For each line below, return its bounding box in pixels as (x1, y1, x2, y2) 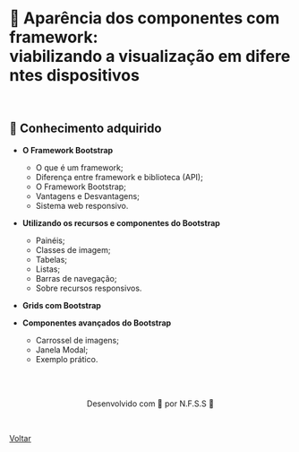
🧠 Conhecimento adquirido (9, 121, 162, 136)
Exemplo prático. (35, 353, 98, 364)
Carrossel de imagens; (35, 335, 119, 345)
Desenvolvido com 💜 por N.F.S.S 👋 (86, 398, 215, 409)
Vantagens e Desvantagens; (35, 190, 141, 201)
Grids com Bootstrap (21, 300, 101, 310)
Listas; (35, 264, 61, 274)
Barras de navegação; (35, 273, 117, 283)
